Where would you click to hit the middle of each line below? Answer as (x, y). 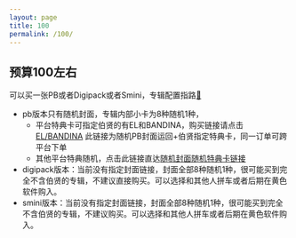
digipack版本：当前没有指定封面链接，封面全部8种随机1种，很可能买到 (151, 170)
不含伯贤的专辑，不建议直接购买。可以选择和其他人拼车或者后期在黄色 (158, 181)
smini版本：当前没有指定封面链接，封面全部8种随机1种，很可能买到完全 (152, 203)
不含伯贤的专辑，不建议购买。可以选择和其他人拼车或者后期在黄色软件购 (154, 214)
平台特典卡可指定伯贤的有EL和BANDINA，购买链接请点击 (140, 125)
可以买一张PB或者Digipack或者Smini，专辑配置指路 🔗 (105, 95)
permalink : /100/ (41, 34)
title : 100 (29, 26)
